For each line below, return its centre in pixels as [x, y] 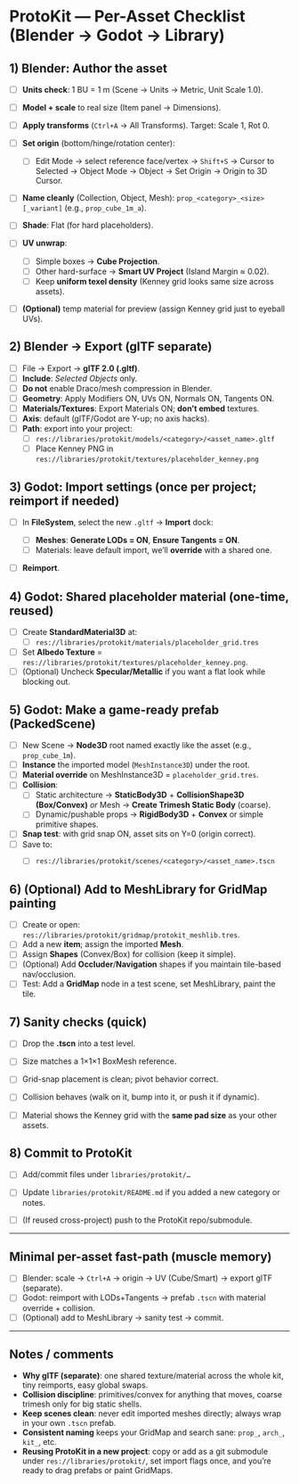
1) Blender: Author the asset [88, 68]
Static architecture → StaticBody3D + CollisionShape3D [140, 795]
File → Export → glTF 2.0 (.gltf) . [81, 368]
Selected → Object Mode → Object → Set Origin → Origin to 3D [151, 171]
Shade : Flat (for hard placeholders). [88, 226]
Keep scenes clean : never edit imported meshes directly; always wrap [152, 1414]
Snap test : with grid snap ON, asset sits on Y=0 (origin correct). [139, 834]
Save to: [37, 844]
